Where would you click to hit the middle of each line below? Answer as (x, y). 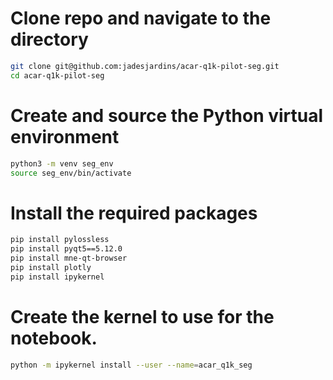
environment (65, 136)
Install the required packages (134, 213)
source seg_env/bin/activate (71, 173)
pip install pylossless (60, 240)
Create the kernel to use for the (142, 316)
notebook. (54, 338)
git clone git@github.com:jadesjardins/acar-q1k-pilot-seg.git (145, 66)
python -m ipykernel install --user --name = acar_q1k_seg (131, 365)
